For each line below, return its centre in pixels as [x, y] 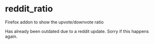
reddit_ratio [29, 9]
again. [11, 36]
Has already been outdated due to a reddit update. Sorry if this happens [77, 31]
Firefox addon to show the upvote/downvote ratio [54, 22]
